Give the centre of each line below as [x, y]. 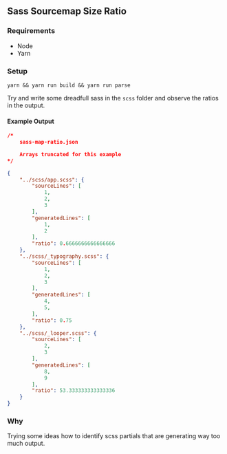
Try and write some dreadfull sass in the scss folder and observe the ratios [113, 98]
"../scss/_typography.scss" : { [64, 257]
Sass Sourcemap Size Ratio [67, 11]
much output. [26, 444]
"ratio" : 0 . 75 [52, 320]
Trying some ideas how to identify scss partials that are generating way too [114, 436]
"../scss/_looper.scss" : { [58, 333]
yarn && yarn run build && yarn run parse [69, 85]
